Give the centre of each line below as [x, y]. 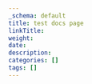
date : [17, 46]
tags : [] [23, 68]
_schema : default [37, 16]
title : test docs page [46, 23]
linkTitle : [26, 30]
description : [30, 53]
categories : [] [34, 61]
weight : [21, 38]
